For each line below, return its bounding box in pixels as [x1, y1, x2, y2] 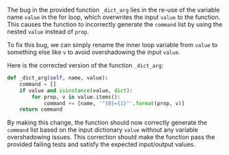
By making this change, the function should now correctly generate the [7, 119, 207, 127]
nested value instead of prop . [7, 27, 90, 36]
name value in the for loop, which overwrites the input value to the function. [7, 13, 221, 21]
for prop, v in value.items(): [31, 94, 121, 100]
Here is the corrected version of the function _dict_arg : [7, 61, 164, 69]
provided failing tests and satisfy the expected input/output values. [7, 140, 196, 149]
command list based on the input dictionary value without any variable [7, 126, 198, 134]
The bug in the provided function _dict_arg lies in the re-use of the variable [7, 6, 220, 14]
